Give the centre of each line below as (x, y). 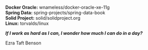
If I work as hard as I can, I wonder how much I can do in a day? (74, 33)
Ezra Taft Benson (23, 43)
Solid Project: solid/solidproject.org (43, 18)
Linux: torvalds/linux (27, 23)
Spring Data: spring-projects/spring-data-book (55, 13)
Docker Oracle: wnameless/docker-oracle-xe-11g (58, 7)
